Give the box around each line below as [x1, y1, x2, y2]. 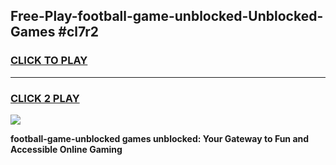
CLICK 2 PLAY [10, 91, 80, 105]
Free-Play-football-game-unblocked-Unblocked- [10, 8, 324, 25]
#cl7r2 [58, 24, 99, 41]
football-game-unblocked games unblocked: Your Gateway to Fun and [10, 132, 310, 144]
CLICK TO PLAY [10, 54, 88, 68]
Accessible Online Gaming [10, 143, 123, 155]
